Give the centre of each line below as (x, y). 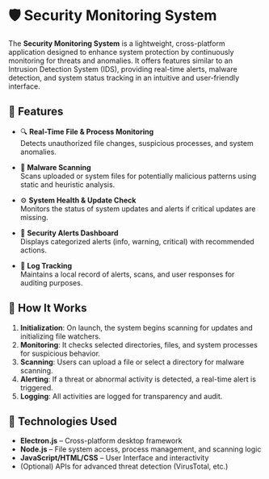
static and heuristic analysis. (67, 184)
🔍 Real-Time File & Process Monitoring (87, 131)
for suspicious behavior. (60, 353)
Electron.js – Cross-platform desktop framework (101, 441)
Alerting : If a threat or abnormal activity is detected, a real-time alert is (138, 379)
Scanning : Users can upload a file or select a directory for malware (132, 362)
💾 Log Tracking (46, 265)
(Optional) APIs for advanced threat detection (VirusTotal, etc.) (124, 467)
